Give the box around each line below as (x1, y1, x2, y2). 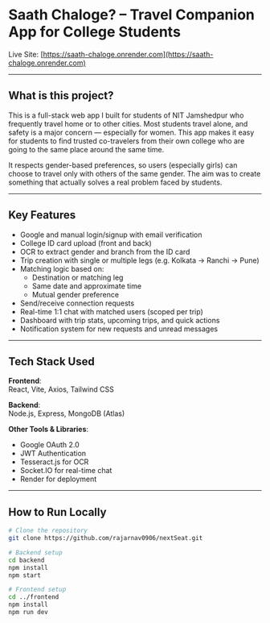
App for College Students (8, 23, 181, 41)
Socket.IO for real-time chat (19, 466, 112, 476)
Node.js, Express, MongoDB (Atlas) (8, 409, 125, 418)
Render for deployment (19, 474, 97, 484)
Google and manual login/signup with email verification (19, 230, 202, 239)
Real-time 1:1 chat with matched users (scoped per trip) (19, 306, 203, 316)
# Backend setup (8, 548, 63, 557)
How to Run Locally (8, 505, 107, 519)
